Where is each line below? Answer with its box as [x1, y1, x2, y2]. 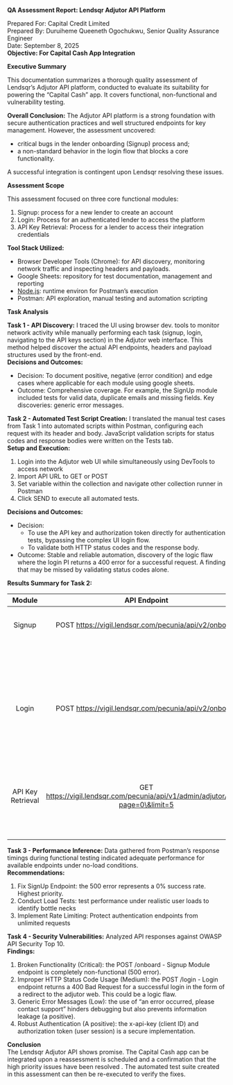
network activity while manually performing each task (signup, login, [7, 329, 203, 336]
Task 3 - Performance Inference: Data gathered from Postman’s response [7, 847, 220, 854]
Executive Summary [7, 63, 67, 70]
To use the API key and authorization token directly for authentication [27, 529, 225, 537]
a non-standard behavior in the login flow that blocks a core [17, 147, 189, 155]
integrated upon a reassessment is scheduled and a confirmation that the [7, 1055, 217, 1063]
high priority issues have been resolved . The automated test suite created [7, 1063, 220, 1070]
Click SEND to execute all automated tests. [17, 495, 140, 502]
